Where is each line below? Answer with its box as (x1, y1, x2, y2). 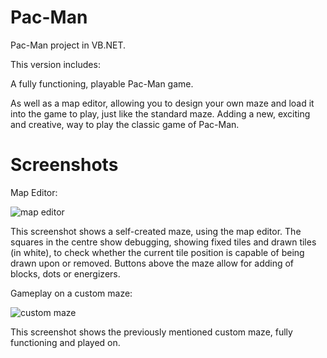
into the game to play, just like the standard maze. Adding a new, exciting (10, 107, 311, 120)
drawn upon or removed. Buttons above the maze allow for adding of (10, 257, 295, 269)
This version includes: (10, 58, 101, 70)
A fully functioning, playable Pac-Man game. (10, 77, 194, 90)
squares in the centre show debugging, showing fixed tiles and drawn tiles (10, 236, 317, 248)
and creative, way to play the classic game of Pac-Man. (10, 118, 240, 130)
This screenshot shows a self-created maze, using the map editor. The (10, 225, 302, 237)
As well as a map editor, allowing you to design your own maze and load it (10, 97, 315, 109)
